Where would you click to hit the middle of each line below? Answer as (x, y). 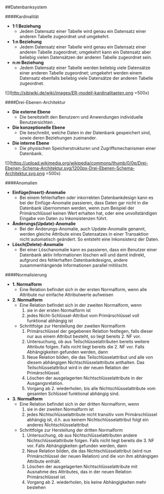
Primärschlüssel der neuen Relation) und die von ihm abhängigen (93, 456)
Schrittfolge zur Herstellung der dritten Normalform (71, 430)
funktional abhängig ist (50, 321)
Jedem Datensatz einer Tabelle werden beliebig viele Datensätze (85, 68)
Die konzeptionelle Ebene (38, 127)
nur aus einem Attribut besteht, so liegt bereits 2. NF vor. (84, 336)
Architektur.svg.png (25, 173)
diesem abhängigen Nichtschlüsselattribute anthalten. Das (86, 362)
